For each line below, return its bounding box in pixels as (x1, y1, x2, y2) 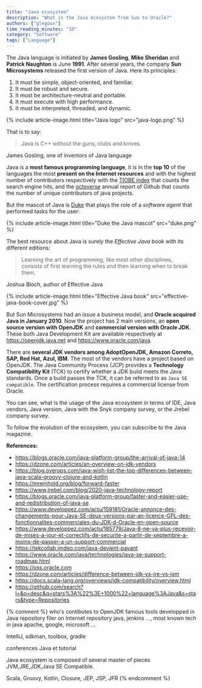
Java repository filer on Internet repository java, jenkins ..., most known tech (6, 614, 197, 622)
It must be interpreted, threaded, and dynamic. (15, 105, 132, 111)
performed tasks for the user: (6, 208, 80, 215)
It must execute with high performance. (15, 98, 114, 105)
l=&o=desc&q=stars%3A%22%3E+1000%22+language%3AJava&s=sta (15, 590, 196, 597)
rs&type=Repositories (15, 596, 70, 603)
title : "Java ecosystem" (6, 9, 69, 15)
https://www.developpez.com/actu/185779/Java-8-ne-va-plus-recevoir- (15, 525, 196, 532)
